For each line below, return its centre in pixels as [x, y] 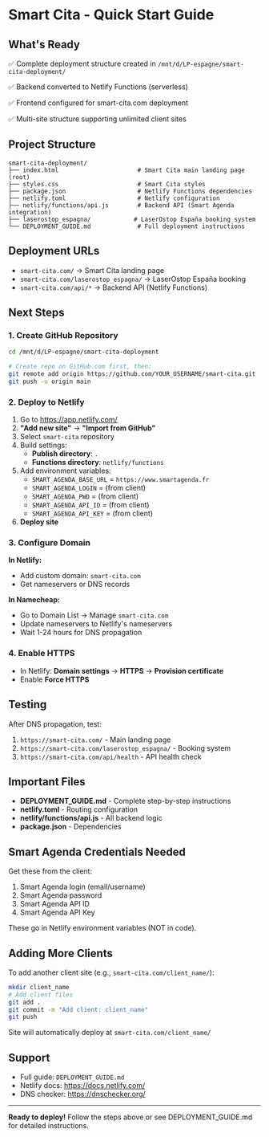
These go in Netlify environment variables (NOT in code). [102, 928]
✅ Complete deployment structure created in [82, 63]
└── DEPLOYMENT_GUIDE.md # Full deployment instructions [127, 226]
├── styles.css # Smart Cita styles [107, 184]
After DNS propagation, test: [55, 723]
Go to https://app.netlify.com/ [68, 420]
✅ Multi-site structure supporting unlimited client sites [97, 119]
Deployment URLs [54, 251]
